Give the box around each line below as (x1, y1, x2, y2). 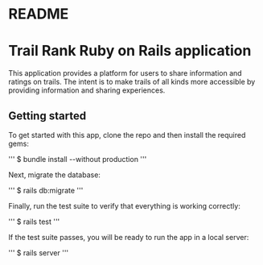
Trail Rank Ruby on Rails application (8, 42, 252, 60)
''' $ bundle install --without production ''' (8, 154, 147, 164)
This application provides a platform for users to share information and (8, 68, 243, 78)
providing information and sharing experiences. (8, 85, 166, 95)
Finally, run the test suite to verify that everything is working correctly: (8, 201, 241, 210)
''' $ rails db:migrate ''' (8, 185, 84, 195)
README (8, 5, 69, 23)
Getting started (8, 109, 87, 122)
